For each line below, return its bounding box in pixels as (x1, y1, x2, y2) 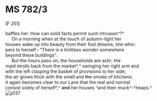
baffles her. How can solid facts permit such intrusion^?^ (5, 30, 124, 36)
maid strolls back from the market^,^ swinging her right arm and (5, 63, 139, 69)
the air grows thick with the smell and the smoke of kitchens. (5, 73, 133, 80)
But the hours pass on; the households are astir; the (11, 57, 121, 63)
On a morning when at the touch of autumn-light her (11, 36, 122, 42)
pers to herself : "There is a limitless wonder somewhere (5, 46, 124, 53)
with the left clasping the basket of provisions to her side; (5, 68, 126, 74)
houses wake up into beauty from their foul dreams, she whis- (5, 41, 137, 47)
